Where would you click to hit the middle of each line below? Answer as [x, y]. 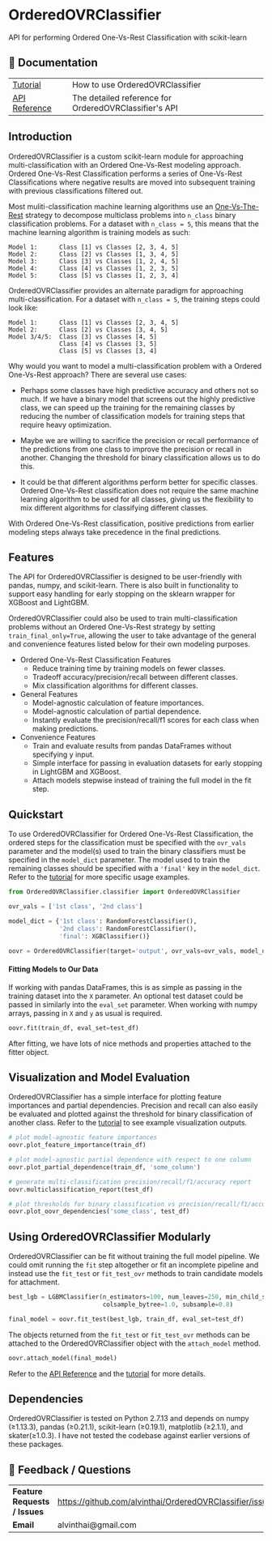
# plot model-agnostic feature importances [83, 1138]
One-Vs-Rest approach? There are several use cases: [98, 374]
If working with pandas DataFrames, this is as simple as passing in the [125, 987]
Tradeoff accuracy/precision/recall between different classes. [135, 677]
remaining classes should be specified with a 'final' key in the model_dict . [134, 869]
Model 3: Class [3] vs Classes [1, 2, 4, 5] [94, 261]
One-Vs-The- [237, 206]
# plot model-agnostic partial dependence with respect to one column [130, 1160]
